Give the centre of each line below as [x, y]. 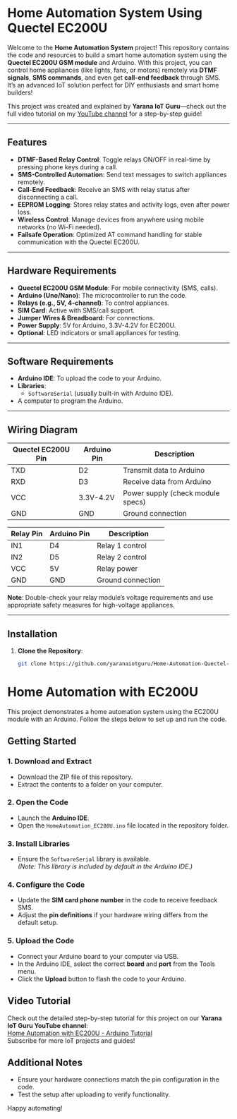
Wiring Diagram [43, 429]
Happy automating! [35, 1108]
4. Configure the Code [46, 885]
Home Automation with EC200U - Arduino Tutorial [80, 1033]
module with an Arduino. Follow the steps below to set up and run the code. [117, 719]
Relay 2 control [121, 557]
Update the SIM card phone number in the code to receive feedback [117, 900]
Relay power [117, 569]
